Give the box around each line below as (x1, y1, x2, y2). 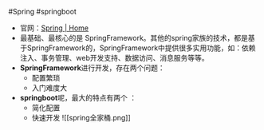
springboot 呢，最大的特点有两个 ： (19, 93, 137, 102)
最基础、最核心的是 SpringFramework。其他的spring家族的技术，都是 (19, 33, 249, 42)
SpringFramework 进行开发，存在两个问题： (19, 63, 165, 73)
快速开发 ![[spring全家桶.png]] (31, 113, 132, 122)
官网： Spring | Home (19, 23, 89, 33)
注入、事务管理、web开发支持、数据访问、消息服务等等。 (19, 53, 209, 62)
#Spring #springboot (8, 7, 77, 16)
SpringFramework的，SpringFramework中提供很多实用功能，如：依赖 (26, 43, 257, 53)
